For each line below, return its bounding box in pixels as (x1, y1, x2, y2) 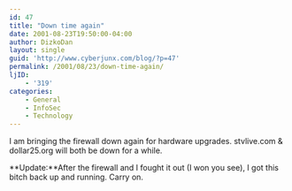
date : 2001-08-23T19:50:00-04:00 (9, 29, 133, 38)
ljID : (9, 71, 29, 80)
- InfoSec (25, 103, 62, 112)
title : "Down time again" (9, 21, 104, 30)
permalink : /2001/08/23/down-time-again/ (9, 63, 165, 72)
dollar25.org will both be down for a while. (9, 145, 163, 156)
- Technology (25, 111, 73, 120)
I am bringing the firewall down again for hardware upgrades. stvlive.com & (9, 136, 283, 147)
